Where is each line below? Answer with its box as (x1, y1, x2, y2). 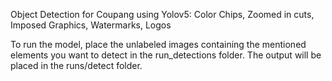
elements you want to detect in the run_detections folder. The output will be (10, 49, 322, 61)
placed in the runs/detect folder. (10, 60, 143, 71)
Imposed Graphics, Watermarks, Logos (10, 19, 172, 31)
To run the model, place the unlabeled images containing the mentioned (10, 39, 307, 50)
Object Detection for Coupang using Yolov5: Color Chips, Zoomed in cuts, (10, 9, 315, 20)
